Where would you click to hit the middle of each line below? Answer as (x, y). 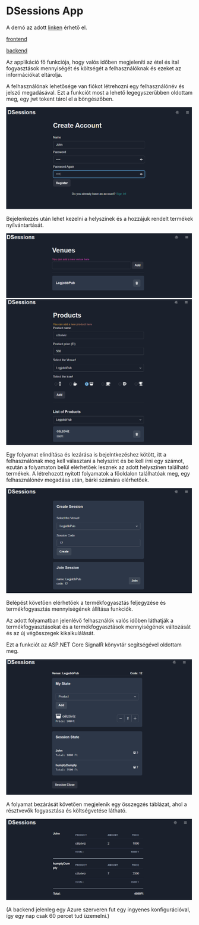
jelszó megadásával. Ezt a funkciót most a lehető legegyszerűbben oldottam (99, 92)
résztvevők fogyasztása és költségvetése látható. (67, 811)
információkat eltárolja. (34, 74)
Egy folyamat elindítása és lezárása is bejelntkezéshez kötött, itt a (86, 455)
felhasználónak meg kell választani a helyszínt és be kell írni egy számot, (95, 461)
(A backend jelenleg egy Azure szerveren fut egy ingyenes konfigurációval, (98, 910)
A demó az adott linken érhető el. (47, 27)
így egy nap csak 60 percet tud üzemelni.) (58, 916)
